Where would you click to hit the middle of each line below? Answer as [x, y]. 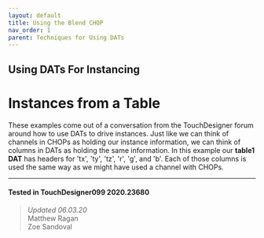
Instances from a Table [84, 103]
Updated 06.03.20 [57, 210]
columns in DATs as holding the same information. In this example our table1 [132, 150]
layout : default [35, 15]
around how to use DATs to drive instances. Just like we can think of [119, 133]
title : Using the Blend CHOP [56, 23]
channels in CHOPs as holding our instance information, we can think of [125, 142]
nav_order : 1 [29, 30]
